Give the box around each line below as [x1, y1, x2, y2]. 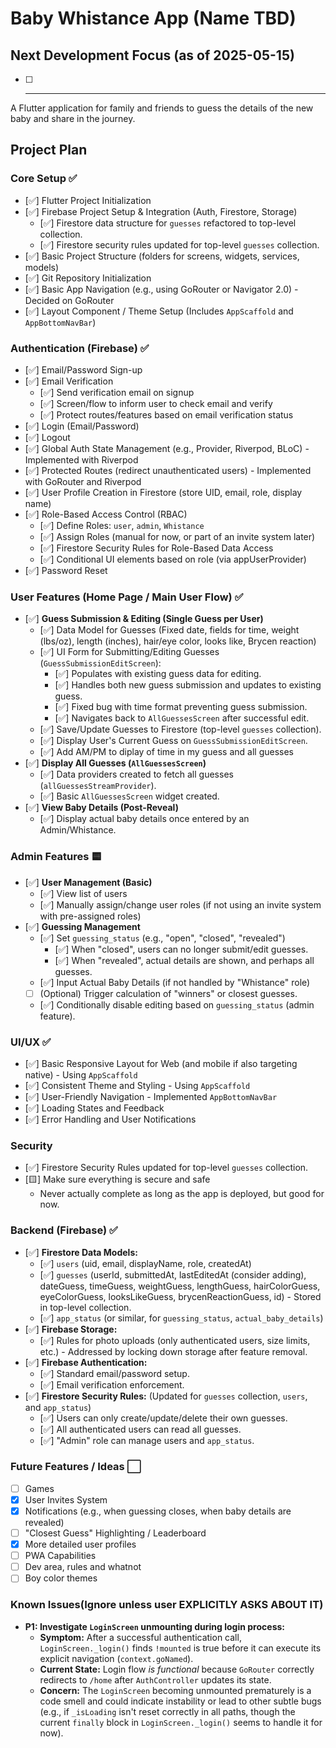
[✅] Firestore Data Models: [24, 1246, 138, 1258]
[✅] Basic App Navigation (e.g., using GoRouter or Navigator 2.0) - [24, 283, 299, 295]
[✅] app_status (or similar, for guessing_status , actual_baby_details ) [39, 1312, 324, 1324]
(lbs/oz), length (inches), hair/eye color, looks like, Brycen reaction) [39, 635, 317, 647]
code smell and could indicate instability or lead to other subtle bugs [39, 1695, 322, 1707]
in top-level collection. [39, 1301, 132, 1313]
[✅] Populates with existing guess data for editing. [54, 668, 262, 680]
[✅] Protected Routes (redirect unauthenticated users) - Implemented [24, 464, 312, 476]
